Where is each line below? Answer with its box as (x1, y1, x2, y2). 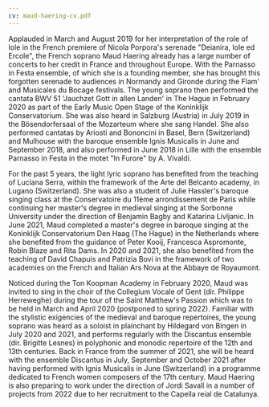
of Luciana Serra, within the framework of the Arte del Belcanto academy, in (8, 177, 259, 187)
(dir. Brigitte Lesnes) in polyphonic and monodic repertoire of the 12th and (8, 338, 253, 348)
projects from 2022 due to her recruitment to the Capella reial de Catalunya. (8, 389, 259, 398)
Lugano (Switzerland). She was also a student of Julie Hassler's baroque (8, 185, 249, 195)
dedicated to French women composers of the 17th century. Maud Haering (8, 372, 255, 381)
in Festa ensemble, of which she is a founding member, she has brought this (8, 67, 261, 77)
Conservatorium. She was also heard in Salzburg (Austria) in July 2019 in (8, 110, 250, 120)
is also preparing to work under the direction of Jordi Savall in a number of (8, 381, 255, 390)
